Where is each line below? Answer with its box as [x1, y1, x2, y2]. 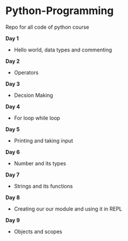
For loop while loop [13, 114, 61, 121]
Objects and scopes [13, 228, 63, 235]
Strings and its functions [13, 182, 73, 189]
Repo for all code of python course [5, 23, 89, 30]
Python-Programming [5, 4, 114, 18]
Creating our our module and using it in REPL [13, 205, 123, 212]
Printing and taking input [13, 137, 74, 144]
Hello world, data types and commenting [13, 46, 112, 53]
